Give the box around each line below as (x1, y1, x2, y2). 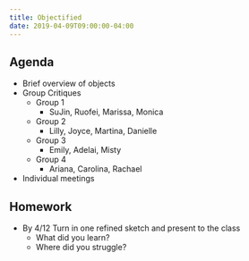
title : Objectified (9, 13, 82, 22)
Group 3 (35, 135, 66, 146)
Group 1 (35, 97, 64, 108)
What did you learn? (35, 232, 110, 243)
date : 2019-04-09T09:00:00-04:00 (9, 21, 134, 30)
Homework (9, 198, 73, 215)
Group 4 (35, 154, 67, 165)
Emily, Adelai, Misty (48, 145, 122, 156)
